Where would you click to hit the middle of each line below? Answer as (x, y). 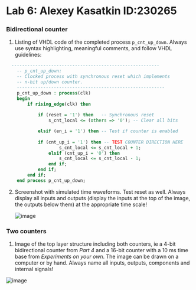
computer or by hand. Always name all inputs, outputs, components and (102, 263)
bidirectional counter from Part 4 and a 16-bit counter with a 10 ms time (102, 250)
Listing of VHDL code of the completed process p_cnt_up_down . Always (101, 42)
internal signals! (34, 269)
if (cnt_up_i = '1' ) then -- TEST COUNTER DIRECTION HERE (110, 142)
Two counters (26, 231)
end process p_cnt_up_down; (51, 180)
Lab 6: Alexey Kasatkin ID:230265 (92, 11)
